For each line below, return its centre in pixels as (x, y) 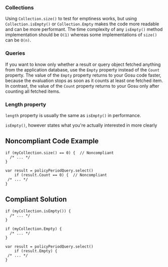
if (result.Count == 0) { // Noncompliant (61, 175)
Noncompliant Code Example (52, 141)
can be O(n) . (18, 40)
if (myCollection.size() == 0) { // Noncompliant (60, 153)
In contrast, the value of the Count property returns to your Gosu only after (82, 86)
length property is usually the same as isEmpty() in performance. (73, 115)
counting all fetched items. (33, 91)
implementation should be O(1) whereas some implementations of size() (81, 35)
